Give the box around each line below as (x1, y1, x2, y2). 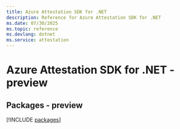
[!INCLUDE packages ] (6, 116, 61, 123)
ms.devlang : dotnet (6, 31, 56, 38)
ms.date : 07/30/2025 (6, 20, 59, 26)
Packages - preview (6, 100, 83, 110)
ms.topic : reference (6, 25, 59, 32)
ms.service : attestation (6, 37, 69, 43)
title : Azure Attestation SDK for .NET (6, 8, 107, 15)
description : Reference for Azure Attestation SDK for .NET (6, 15, 162, 21)
